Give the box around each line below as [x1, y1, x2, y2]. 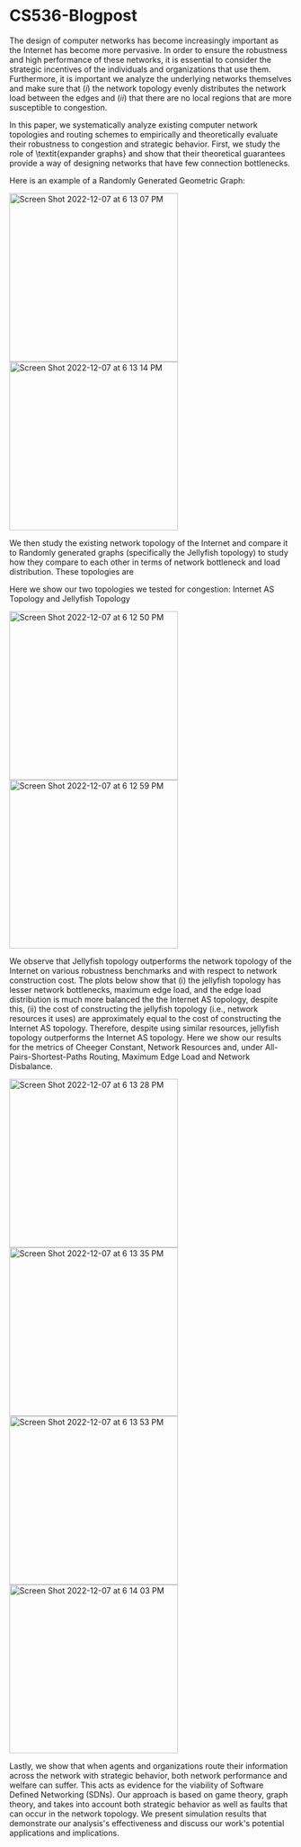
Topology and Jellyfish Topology [9, 593, 130, 603]
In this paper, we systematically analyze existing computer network [9, 119, 258, 130]
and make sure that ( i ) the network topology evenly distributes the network [9, 83, 287, 94]
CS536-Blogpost [9, 5, 137, 26]
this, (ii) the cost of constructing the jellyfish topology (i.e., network [9, 1004, 259, 1014]
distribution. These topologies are [9, 566, 135, 576]
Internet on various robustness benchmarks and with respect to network [9, 965, 278, 976]
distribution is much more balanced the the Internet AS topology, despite [9, 994, 279, 1004]
